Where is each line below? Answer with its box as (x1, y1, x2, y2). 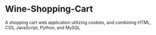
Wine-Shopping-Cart (5, 3, 93, 15)
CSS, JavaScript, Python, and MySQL (5, 24, 81, 30)
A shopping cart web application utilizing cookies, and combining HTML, (5, 19, 152, 25)
